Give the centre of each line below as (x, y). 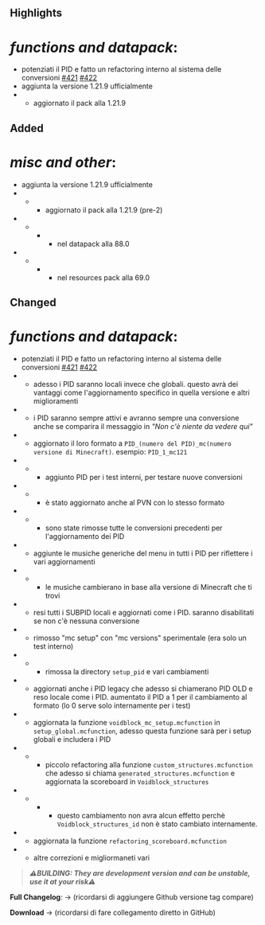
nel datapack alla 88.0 (94, 244)
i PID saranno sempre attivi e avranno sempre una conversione (136, 418)
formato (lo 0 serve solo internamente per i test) (112, 705)
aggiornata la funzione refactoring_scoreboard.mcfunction (130, 841)
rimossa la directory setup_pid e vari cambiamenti (127, 671)
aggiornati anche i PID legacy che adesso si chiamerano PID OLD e (143, 689)
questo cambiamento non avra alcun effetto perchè (141, 815)
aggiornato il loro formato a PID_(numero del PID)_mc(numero (132, 443)
